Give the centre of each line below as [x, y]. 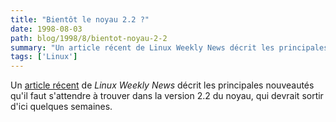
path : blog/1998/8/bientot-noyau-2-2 [89, 38]
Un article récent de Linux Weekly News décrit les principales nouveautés [162, 85]
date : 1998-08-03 [46, 29]
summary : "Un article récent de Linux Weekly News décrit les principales [169, 47]
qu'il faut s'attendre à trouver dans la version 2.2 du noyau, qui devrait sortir [167, 96]
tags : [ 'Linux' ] [44, 57]
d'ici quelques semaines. [61, 107]
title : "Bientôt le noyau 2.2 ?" [80, 19]
